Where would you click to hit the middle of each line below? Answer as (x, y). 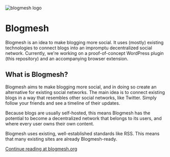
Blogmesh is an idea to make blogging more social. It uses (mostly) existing (84, 42)
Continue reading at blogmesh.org (41, 149)
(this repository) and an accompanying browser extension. (67, 58)
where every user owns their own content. (50, 123)
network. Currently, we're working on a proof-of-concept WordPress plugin (85, 53)
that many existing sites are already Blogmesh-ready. (61, 139)
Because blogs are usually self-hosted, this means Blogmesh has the (78, 113)
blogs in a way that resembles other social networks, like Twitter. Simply (81, 98)
